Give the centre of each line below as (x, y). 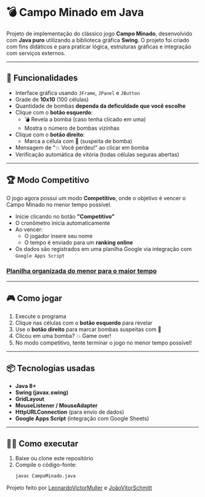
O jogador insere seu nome (58, 236)
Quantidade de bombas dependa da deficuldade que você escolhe (100, 106)
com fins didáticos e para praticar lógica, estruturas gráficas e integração (99, 47)
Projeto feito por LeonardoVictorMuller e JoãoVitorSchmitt (79, 488)
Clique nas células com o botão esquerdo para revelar (84, 323)
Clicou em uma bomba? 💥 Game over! (63, 335)
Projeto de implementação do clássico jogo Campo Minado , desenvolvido (99, 33)
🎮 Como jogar (34, 298)
